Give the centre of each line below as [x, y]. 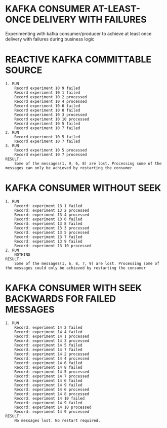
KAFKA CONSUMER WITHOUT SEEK [83, 188]
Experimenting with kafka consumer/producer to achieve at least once [78, 33]
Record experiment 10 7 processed [51, 154]
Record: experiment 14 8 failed [48, 367]
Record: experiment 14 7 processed [52, 376]
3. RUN [12, 146]
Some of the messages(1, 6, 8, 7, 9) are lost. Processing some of [87, 263]
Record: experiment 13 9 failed [48, 241]
